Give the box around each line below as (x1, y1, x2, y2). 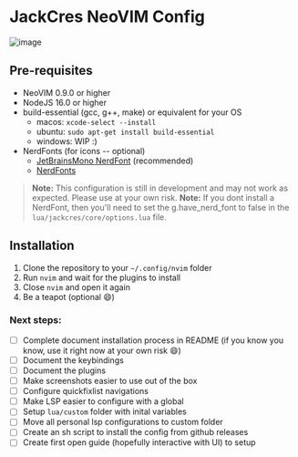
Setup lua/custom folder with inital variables (22, 406, 187, 417)
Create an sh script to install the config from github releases (22, 427, 249, 438)
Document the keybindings (22, 354, 125, 366)
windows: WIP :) (36, 135, 98, 147)
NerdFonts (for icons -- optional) (22, 145, 146, 156)
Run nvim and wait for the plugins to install (22, 272, 181, 283)
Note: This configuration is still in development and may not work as (31, 182, 289, 193)
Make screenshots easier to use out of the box (22, 376, 198, 387)
